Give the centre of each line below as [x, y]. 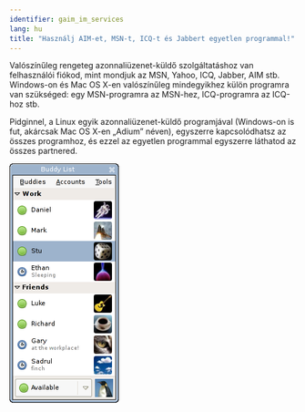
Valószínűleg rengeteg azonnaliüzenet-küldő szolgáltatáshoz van [132, 66]
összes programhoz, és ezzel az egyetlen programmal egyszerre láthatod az [153, 141]
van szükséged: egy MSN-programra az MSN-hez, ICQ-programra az [140, 95]
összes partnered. [44, 151]
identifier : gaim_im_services [67, 19]
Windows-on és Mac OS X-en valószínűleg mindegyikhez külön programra [149, 85]
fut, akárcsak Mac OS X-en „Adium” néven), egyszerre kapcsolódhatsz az [148, 131]
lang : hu [26, 29]
